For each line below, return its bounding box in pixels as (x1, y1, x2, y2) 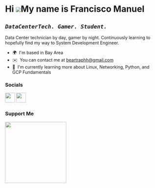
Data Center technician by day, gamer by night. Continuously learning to (5, 35, 151, 40)
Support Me (5, 110, 34, 117)
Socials (5, 81, 23, 88)
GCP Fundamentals (12, 70, 51, 75)
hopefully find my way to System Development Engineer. (5, 40, 119, 46)
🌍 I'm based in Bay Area (12, 50, 64, 55)
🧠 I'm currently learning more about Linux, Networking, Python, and (12, 64, 150, 70)
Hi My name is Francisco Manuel (5, 3, 145, 15)
